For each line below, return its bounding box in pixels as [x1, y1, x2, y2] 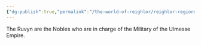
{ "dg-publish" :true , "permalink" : [6, 8, 90, 15]
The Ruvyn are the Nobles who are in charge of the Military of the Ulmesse [6, 25, 191, 32]
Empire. [6, 31, 25, 39]
